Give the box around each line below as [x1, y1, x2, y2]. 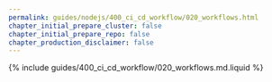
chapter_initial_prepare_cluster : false [8, 21, 163, 30]
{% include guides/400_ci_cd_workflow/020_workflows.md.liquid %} [8, 62, 264, 73]
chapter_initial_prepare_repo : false [8, 29, 150, 38]
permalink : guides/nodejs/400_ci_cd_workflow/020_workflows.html [8, 12, 258, 22]
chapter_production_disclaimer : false [8, 37, 154, 47]
